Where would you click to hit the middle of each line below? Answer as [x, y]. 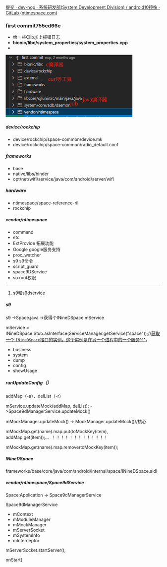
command [23, 232]
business [22, 350]
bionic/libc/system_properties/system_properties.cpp [70, 43]
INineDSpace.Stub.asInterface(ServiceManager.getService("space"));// [79, 333]
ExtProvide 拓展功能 [33, 243]
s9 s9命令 [23, 261]
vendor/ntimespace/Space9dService [45, 482]
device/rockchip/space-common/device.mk [57, 139]
